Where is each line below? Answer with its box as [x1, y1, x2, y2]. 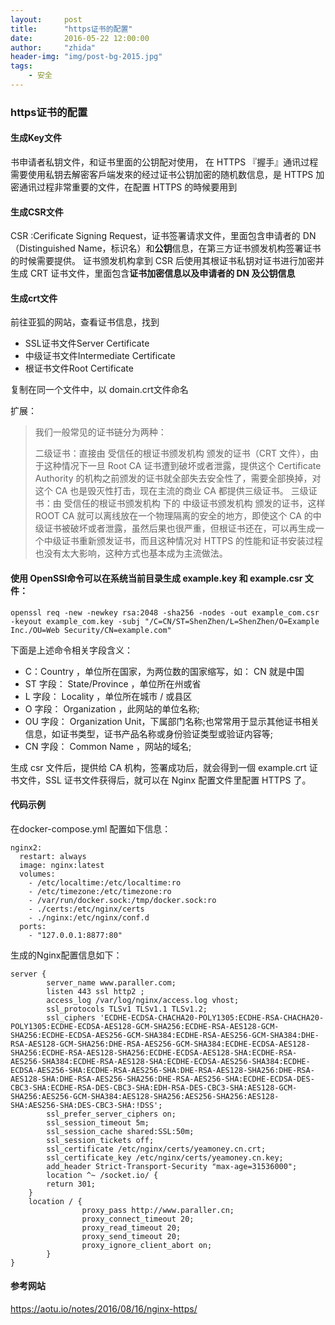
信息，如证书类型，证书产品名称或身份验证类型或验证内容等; [24, 727, 274, 740]
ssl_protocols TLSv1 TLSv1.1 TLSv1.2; [46, 1004, 208, 1014]
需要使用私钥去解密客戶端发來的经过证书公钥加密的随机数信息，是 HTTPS [10, 169, 314, 180]
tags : [10, 61, 33, 71]
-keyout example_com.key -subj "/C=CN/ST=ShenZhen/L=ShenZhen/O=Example [10, 616, 320, 626]
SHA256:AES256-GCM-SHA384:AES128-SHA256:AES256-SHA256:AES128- [10, 1091, 280, 1101]
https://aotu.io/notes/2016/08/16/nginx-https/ [10, 1303, 198, 1315]
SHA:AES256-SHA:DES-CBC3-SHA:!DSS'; [10, 1100, 163, 1110]
